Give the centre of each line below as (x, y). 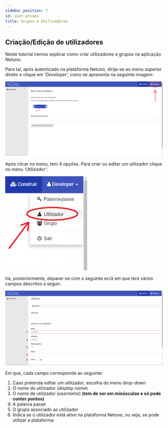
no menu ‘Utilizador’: (26, 169)
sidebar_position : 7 (27, 11)
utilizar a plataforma (33, 420)
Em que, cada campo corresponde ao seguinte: (54, 373)
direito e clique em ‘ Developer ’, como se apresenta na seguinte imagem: (79, 75)
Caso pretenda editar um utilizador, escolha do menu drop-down (79, 383)
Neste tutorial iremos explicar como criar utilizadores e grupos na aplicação (83, 54)
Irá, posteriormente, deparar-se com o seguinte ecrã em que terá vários (79, 278)
